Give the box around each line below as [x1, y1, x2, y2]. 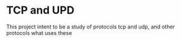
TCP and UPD [6, 4, 75, 17]
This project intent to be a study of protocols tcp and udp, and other [6, 23, 175, 30]
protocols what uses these [6, 29, 72, 36]
